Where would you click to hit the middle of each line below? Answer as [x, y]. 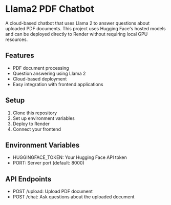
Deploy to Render [31, 124]
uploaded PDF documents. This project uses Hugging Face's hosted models [85, 28]
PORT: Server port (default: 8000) [48, 163]
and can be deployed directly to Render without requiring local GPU [77, 34]
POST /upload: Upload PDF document [53, 191]
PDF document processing [41, 68]
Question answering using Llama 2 [49, 73]
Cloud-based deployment [40, 79]
